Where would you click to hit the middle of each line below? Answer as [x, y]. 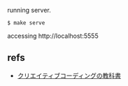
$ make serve [26, 23]
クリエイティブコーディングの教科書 [69, 76]
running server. [29, 10]
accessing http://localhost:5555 [53, 36]
